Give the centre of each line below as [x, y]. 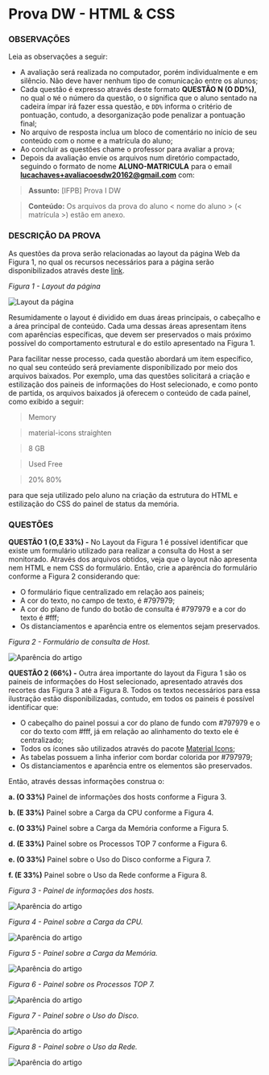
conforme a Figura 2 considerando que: [74, 576]
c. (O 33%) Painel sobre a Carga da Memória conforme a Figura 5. [118, 828]
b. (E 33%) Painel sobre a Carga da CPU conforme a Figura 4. [111, 813]
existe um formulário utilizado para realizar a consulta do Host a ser [121, 551]
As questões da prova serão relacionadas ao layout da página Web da [124, 253]
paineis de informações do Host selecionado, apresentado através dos [126, 682]
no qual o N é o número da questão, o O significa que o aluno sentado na [139, 98]
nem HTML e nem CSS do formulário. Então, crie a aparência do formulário [133, 568]
